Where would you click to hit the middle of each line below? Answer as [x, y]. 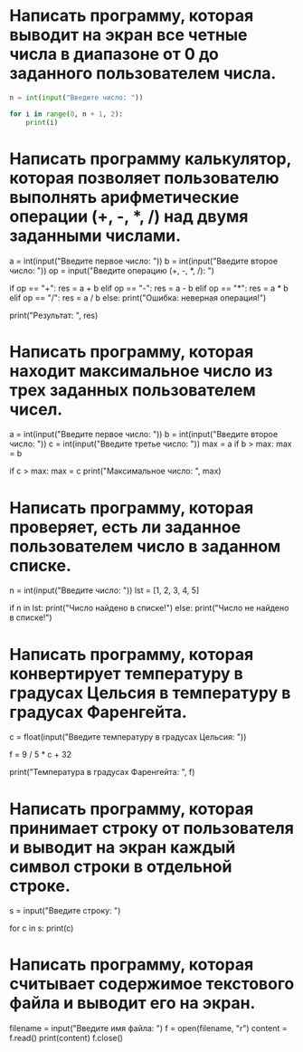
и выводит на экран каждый [123, 847]
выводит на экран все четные [128, 35]
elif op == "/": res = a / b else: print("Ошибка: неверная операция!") [138, 297]
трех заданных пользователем [133, 390]
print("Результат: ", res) [54, 315]
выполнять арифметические [124, 197]
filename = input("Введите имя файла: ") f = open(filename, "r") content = [148, 1028]
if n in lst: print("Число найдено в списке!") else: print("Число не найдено [149, 608]
